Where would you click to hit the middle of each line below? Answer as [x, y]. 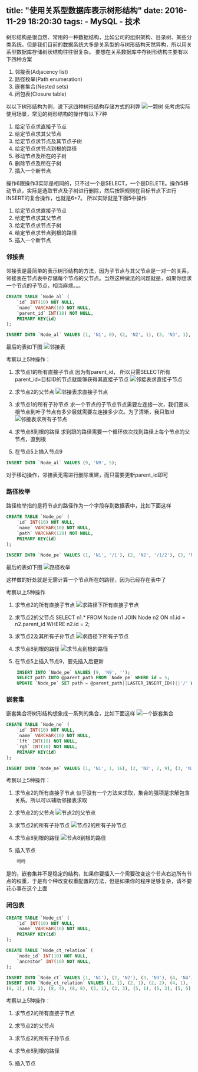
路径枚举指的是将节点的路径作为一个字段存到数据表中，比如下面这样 [89, 506]
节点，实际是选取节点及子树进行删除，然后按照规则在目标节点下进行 [94, 190]
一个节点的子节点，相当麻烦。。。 [45, 286]
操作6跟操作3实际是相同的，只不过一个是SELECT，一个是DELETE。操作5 [95, 183]
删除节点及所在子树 [38, 163]
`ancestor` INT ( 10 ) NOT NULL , [54, 962]
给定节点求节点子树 [38, 225]
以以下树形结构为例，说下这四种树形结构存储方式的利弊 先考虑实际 [98, 106]
